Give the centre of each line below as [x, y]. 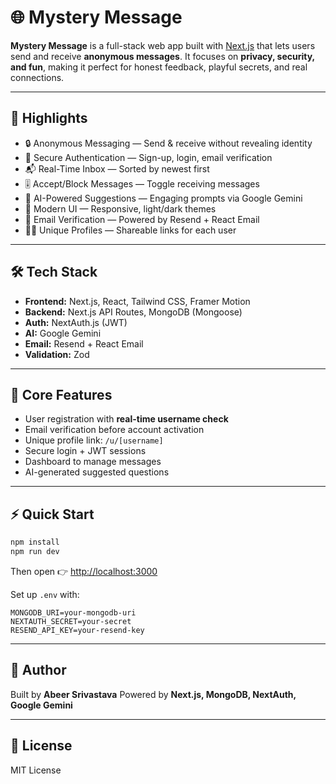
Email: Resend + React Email [84, 343]
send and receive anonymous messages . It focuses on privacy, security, [162, 56]
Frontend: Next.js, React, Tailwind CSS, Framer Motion [137, 301]
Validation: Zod [57, 354]
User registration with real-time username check [126, 419]
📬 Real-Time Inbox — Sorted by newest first [117, 168]
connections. [37, 77]
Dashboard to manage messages [93, 462]
